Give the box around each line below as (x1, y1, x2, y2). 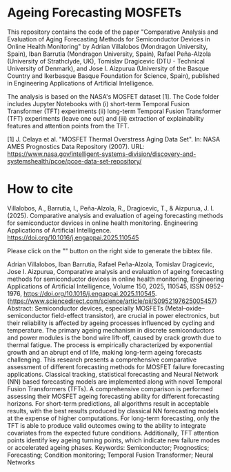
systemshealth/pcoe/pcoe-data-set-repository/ (7, 157, 142, 165)
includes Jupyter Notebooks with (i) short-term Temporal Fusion (7, 99, 190, 108)
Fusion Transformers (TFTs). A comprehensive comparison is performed (7, 384, 213, 393)
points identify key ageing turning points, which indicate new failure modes (7, 436, 221, 444)
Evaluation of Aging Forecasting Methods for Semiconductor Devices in (7, 35, 210, 43)
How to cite (7, 181, 74, 197)
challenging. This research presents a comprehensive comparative (7, 355, 197, 364)
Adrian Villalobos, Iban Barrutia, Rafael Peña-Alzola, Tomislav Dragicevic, (7, 260, 215, 268)
